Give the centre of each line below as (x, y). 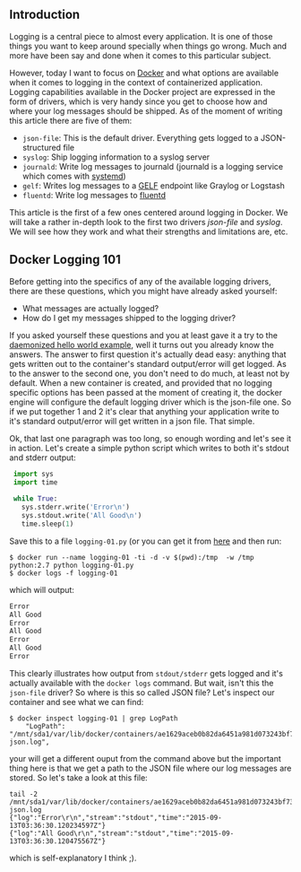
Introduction (45, 15)
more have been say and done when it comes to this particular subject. (140, 55)
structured (41, 147)
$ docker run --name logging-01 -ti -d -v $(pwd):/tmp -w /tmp (132, 557)
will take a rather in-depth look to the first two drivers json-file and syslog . (146, 222)
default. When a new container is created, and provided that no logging (141, 383)
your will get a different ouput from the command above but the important (146, 758)
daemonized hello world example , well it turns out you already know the (142, 344)
